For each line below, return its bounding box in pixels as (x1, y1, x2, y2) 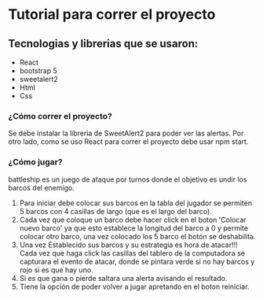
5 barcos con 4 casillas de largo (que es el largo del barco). (19, 206, 212, 216)
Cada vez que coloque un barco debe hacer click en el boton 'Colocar (19, 215, 247, 224)
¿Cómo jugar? (8, 157, 63, 168)
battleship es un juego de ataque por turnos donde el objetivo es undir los (8, 175, 247, 184)
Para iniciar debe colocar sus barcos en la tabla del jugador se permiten (19, 198, 253, 208)
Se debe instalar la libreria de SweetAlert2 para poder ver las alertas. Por (8, 128, 244, 138)
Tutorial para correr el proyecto (8, 6, 216, 24)
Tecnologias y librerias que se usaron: (8, 37, 199, 50)
